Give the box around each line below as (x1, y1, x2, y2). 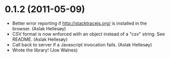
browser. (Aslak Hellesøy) (12, 25, 66, 31)
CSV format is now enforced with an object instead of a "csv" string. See (12, 31, 165, 37)
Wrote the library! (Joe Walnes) (12, 47, 78, 53)
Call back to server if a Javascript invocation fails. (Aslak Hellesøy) (12, 41, 152, 47)
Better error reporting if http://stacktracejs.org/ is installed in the (12, 20, 147, 26)
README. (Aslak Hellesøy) (12, 36, 68, 42)
